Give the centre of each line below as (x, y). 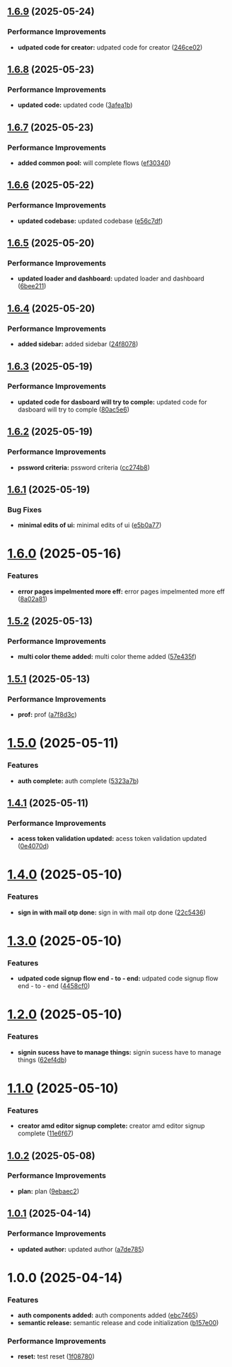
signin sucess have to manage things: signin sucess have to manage (119, 1052)
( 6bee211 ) (32, 286)
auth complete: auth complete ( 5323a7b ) (78, 781)
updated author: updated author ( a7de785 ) (81, 1249)
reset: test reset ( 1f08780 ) (56, 1356)
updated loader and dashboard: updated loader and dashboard (111, 278)
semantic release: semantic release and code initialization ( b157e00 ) (118, 1323)
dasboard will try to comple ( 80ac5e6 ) (73, 409)
